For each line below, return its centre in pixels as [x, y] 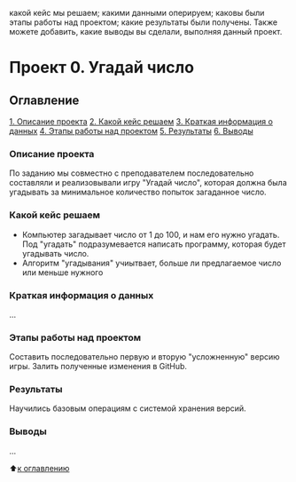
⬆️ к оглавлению [39, 468]
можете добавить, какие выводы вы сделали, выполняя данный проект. [146, 32]
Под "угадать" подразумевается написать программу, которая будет [154, 244]
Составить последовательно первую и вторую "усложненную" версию [145, 357]
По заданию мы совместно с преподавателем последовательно [132, 173]
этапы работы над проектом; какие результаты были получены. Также [143, 22]
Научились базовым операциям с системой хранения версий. [128, 408]
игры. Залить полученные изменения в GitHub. [98, 367]
